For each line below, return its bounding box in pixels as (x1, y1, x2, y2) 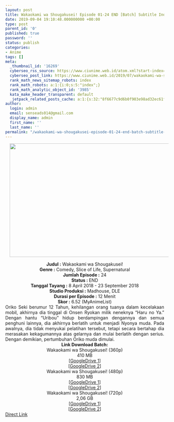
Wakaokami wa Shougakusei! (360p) (46, 347, 123, 353)
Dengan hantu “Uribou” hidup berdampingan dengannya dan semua (5, 315, 164, 321)
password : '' (5, 36, 33, 41)
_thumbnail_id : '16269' (10, 64, 60, 69)
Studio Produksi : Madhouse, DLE (49, 288, 120, 294)
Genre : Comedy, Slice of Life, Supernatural (39, 267, 130, 273)
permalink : (5, 129, 28, 134)
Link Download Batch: (61, 342, 108, 348)
